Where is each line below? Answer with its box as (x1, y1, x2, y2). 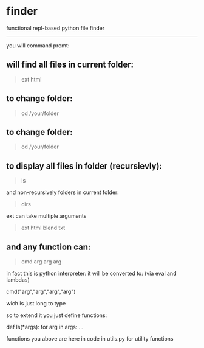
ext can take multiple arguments (6, 212, 87, 220)
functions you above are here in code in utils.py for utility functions (6, 335, 174, 342)
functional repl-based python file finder (6, 24, 105, 32)
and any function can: (6, 242, 91, 252)
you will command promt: (6, 41, 70, 49)
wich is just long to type (6, 300, 66, 307)
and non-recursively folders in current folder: (6, 189, 120, 196)
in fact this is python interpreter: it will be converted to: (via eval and (6, 270, 177, 277)
